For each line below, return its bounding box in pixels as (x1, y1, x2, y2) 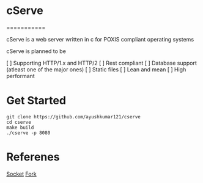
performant (6, 72, 35, 79)
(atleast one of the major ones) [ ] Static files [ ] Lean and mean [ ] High (6, 65, 186, 73)
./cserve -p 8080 (6, 129, 51, 136)
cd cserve (6, 119, 32, 125)
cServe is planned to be (6, 47, 66, 55)
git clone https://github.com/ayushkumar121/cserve (6, 113, 141, 120)
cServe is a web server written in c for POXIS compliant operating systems (6, 35, 194, 43)
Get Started (6, 94, 66, 107)
